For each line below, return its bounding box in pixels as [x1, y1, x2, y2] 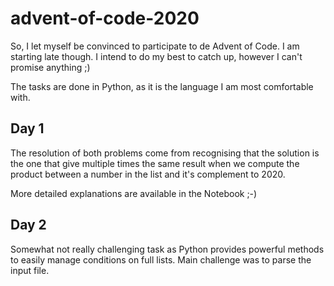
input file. [10, 264, 50, 276]
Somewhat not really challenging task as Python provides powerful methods [10, 243, 325, 255]
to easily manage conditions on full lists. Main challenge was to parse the [10, 253, 312, 266]
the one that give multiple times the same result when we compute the [10, 157, 300, 169]
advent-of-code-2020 [10, 7, 200, 30]
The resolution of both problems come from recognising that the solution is [10, 147, 320, 159]
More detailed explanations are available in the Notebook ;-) [10, 187, 258, 199]
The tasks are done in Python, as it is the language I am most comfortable [10, 80, 314, 92]
